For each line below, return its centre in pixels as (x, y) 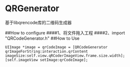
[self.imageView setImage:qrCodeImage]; (47, 60)
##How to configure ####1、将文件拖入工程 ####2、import (65, 33)
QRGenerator (32, 8)
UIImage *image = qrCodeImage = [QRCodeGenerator (56, 47)
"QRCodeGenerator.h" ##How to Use (42, 38)
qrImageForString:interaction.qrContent (47, 51)
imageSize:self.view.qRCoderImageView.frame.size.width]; (65, 56)
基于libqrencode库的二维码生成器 (38, 22)
